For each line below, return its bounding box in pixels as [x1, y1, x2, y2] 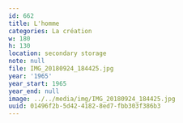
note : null [8, 57, 45, 66]
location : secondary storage [8, 49, 107, 57]
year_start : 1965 [8, 79, 67, 87]
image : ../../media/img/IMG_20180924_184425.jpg [8, 95, 176, 103]
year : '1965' [8, 72, 53, 80]
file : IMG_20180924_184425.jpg [8, 65, 114, 73]
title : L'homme [8, 19, 60, 28]
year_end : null [8, 87, 60, 95]
